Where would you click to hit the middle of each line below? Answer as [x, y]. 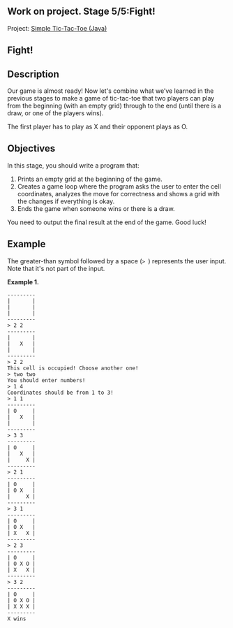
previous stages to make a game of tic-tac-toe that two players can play [111, 98]
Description [33, 74]
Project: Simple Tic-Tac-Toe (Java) [57, 28]
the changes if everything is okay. [66, 201]
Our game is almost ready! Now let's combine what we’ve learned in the [111, 91]
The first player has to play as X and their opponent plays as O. [98, 127]
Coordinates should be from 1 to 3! [60, 393]
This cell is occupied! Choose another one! [73, 368]
